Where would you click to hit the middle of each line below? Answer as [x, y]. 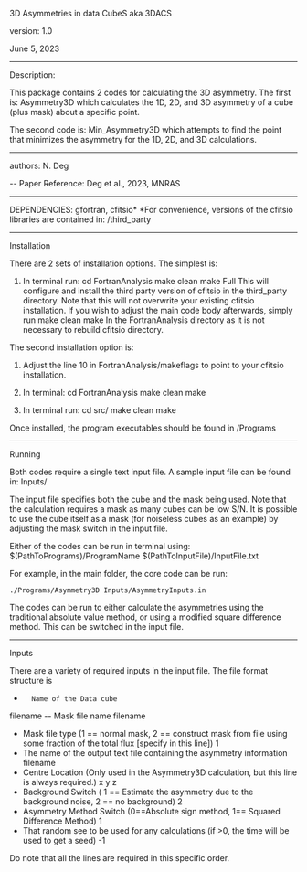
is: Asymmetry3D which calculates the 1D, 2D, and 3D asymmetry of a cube [152, 102]
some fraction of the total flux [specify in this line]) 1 [121, 743]
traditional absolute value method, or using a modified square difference [145, 617]
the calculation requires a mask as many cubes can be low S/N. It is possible [153, 509]
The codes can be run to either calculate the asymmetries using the [137, 607]
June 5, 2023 [35, 48]
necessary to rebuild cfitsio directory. [93, 330]
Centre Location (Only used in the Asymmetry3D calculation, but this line [160, 772]
